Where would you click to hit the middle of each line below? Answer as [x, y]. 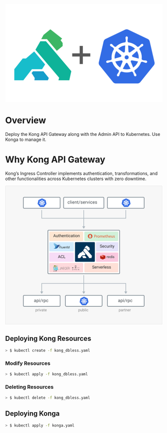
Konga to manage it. [26, 139]
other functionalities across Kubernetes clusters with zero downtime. [76, 179]
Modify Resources [28, 363]
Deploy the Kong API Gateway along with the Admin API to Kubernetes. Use [83, 134]
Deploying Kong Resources [48, 338]
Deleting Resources [29, 387]
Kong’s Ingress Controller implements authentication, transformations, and [82, 173]
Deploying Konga [32, 413]
